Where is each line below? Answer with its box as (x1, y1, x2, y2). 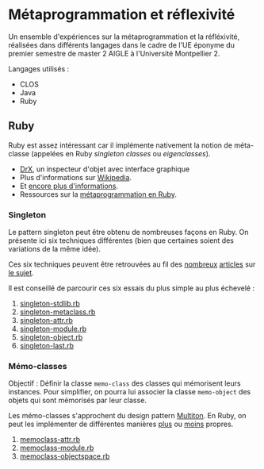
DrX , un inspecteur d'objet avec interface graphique (19, 164, 190, 174)
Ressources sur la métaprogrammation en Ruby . (19, 189, 177, 199)
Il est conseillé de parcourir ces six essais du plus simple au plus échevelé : (8, 283, 255, 293)
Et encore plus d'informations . (19, 181, 119, 190)
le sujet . (8, 268, 34, 278)
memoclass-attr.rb (19, 435, 81, 444)
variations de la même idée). (8, 244, 101, 254)
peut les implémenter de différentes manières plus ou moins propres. (8, 419, 234, 429)
